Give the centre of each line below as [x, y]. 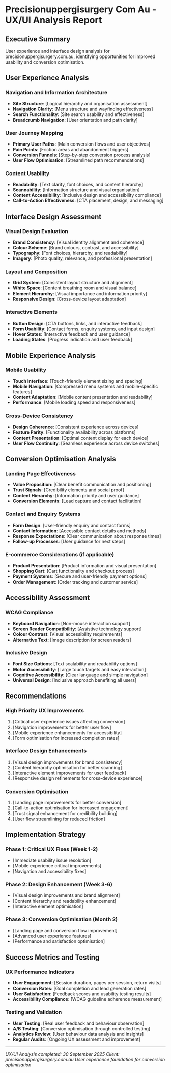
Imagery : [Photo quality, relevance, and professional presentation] [82, 258]
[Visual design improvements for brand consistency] [67, 762]
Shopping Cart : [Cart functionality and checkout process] [73, 571]
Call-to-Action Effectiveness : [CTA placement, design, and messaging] [88, 201]
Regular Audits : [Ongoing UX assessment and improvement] [77, 1039]
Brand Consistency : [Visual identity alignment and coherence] [78, 242]
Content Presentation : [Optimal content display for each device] [80, 438]
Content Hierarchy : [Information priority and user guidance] [76, 496]
